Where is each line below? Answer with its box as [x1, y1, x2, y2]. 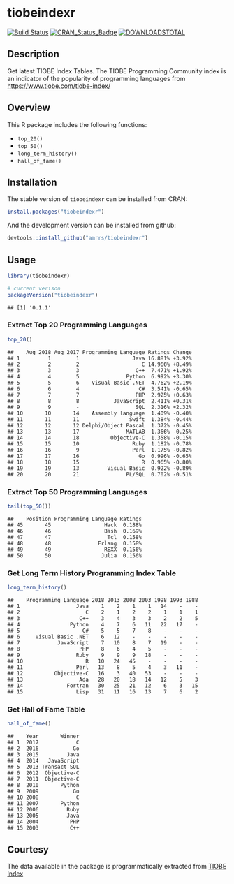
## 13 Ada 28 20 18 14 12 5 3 [7, 676, 198, 684]
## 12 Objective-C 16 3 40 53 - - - [7, 670, 198, 677]
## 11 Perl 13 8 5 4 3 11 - [7, 664, 198, 671]
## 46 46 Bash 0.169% [7, 527, 142, 535]
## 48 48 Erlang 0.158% [7, 540, 142, 547]
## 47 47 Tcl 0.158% [7, 533, 142, 540]
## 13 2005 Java [7, 812, 80, 820]
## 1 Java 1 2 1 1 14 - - [7, 603, 198, 610]
